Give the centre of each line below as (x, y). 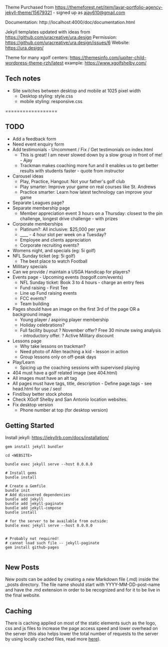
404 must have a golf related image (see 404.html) (65, 373)
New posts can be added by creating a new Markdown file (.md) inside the (82, 579)
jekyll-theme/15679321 (28, 13)
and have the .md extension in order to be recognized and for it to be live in (83, 590)
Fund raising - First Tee (44, 288)
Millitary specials (30, 266)
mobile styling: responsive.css (51, 101)
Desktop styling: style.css (46, 96)
